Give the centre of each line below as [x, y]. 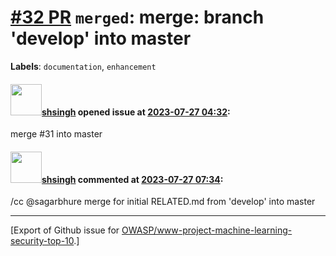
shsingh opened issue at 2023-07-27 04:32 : [136, 112]
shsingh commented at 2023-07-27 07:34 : [132, 179]
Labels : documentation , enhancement [83, 66]
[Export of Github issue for [65, 230]
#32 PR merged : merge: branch [137, 17]
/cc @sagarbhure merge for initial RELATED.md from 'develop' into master [163, 202]
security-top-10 [42, 241]
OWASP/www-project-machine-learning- [207, 230]
